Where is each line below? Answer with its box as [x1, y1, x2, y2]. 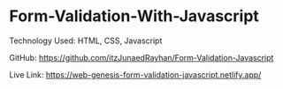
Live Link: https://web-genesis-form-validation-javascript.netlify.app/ [9, 69, 262, 80]
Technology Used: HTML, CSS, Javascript [9, 35, 163, 46]
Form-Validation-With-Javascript [9, 6, 259, 26]
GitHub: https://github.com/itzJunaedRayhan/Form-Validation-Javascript [9, 52, 274, 63]
